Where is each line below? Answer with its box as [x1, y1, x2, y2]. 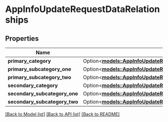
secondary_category [7, 82, 58, 89]
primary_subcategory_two [7, 74, 71, 81]
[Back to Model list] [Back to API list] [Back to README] [5, 111, 120, 117]
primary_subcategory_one [7, 66, 71, 72]
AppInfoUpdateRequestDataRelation [5, 4, 160, 15]
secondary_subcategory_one [7, 90, 78, 97]
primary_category [7, 58, 51, 64]
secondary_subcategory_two [7, 98, 78, 105]
